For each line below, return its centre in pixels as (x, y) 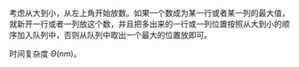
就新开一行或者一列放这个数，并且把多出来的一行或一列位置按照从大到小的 (145, 24)
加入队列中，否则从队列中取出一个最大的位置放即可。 (114, 35)
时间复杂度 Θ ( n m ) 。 (45, 54)
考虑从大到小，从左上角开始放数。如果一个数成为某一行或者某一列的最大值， (149, 13)
